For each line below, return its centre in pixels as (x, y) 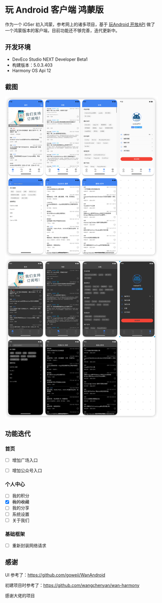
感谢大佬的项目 (20, 595)
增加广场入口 (25, 460)
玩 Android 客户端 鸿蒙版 (55, 10)
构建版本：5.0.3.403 (32, 65)
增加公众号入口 (27, 470)
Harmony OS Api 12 (32, 70)
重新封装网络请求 (29, 545)
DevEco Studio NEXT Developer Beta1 (50, 59)
